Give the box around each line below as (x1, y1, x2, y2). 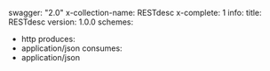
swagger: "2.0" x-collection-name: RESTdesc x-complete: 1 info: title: (8, 8, 263, 18)
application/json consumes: (20, 43, 123, 53)
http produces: (20, 34, 76, 44)
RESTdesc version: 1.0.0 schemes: (8, 17, 134, 27)
